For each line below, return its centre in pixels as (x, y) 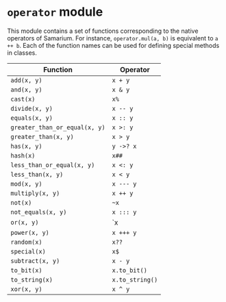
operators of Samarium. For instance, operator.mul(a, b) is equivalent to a (113, 38)
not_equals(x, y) (39, 212)
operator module (55, 12)
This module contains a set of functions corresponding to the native (103, 31)
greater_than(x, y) (42, 137)
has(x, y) (26, 146)
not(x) (21, 202)
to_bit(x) (26, 270)
